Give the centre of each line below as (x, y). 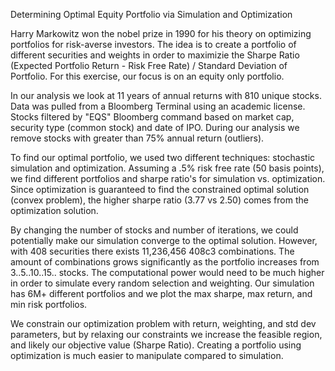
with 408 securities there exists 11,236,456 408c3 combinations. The (152, 251)
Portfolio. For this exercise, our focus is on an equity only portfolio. (147, 76)
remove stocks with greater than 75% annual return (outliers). (137, 138)
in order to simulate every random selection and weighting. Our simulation (162, 283)
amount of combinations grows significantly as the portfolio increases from (165, 262)
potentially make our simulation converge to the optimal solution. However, (164, 240)
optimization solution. (54, 210)
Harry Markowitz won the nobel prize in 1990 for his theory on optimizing (161, 33)
